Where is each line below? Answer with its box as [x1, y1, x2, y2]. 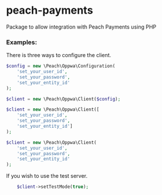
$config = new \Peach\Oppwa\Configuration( [6, 63, 116, 69]
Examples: [6, 38, 37, 46]
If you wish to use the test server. [6, 172, 88, 180]
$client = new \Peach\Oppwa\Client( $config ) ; [6, 96, 120, 102]
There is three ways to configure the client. [6, 52, 112, 59]
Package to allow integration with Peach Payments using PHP [6, 23, 157, 30]
